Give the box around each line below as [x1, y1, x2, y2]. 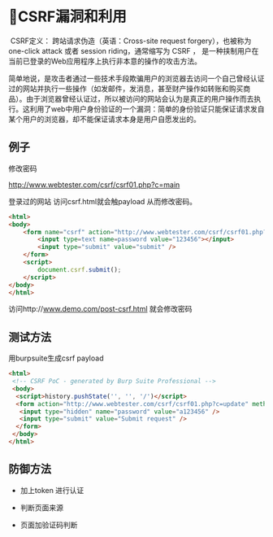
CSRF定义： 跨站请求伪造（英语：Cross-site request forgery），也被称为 [10, 36, 252, 46]
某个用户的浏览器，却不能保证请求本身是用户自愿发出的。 [8, 114, 201, 124]
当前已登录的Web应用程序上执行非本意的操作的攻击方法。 [8, 56, 201, 66]
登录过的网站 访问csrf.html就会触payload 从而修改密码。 [8, 196, 197, 206]
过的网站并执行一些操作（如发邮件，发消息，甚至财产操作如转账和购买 [8, 83, 244, 94]
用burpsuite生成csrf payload [8, 353, 104, 363]
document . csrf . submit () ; [37, 265, 122, 273]
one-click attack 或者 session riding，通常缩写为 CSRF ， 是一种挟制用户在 [8, 46, 259, 55]
